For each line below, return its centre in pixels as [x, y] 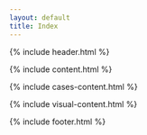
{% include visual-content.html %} [73, 103]
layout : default [40, 18]
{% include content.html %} [61, 69]
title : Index [34, 26]
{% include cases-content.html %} [73, 86]
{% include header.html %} [60, 51]
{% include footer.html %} [58, 121]
